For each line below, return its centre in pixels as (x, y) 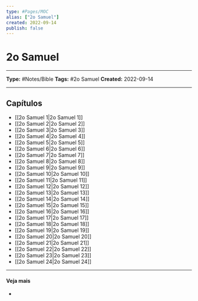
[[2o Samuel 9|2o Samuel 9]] (50, 168)
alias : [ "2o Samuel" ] (33, 17)
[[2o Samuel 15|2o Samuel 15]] (52, 205)
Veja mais (18, 280)
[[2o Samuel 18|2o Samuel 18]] (52, 224)
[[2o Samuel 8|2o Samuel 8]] (50, 161)
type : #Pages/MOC (27, 12)
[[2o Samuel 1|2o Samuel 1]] (49, 117)
